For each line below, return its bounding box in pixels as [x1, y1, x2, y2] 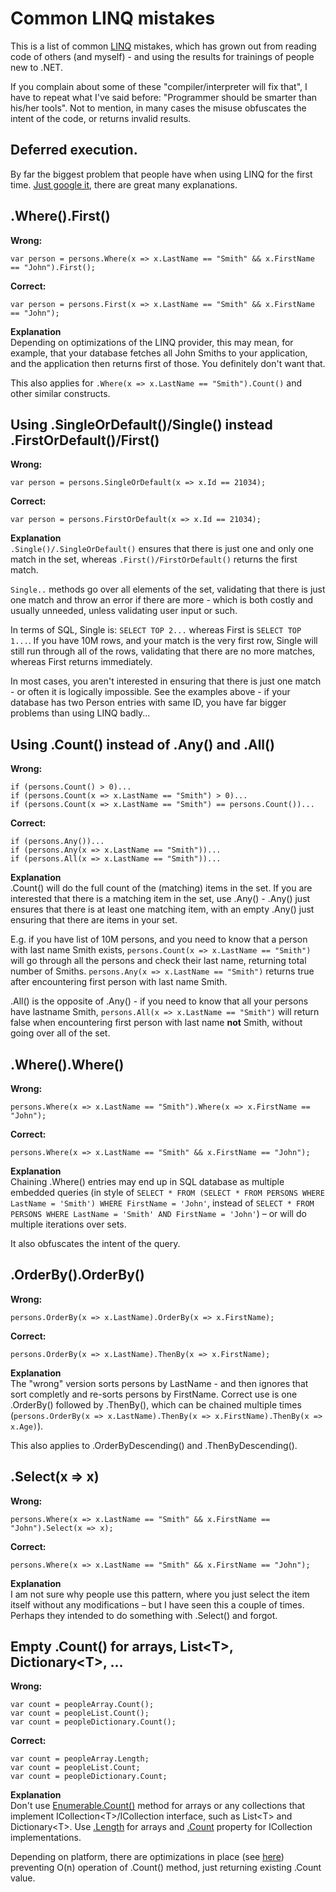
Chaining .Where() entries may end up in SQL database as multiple [10, 1176, 285, 1187]
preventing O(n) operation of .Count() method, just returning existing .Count [10, 1862, 322, 1874]
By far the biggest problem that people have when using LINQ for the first [10, 168, 313, 180]
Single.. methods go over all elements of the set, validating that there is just [10, 583, 326, 596]
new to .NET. [10, 61, 63, 73]
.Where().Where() [10, 1056, 125, 1073]
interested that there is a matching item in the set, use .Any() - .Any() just [10, 893, 311, 905]
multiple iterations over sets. [10, 1218, 127, 1230]
